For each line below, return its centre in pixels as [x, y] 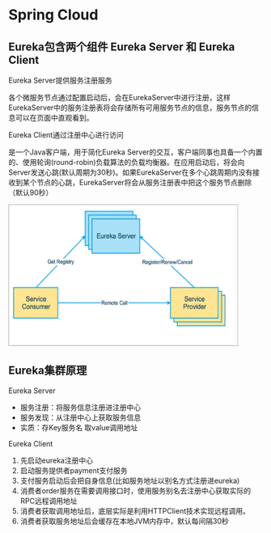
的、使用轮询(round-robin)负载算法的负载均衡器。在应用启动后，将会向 [127, 162]
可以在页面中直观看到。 [54, 118]
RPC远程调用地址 [49, 501]
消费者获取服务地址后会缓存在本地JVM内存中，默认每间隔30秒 [124, 521]
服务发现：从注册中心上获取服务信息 [80, 417]
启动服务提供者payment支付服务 [74, 470]
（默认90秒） [31, 192]
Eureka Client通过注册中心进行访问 [66, 135]
